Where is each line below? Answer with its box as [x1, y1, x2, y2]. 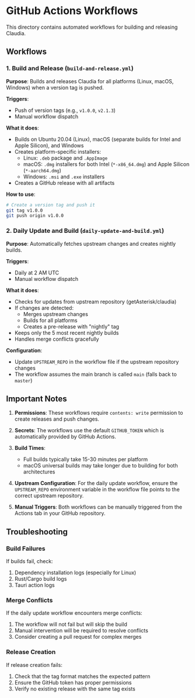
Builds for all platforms [23, 317, 78, 324]
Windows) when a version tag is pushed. [6, 84, 104, 91]
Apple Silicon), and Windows [14, 142, 84, 149]
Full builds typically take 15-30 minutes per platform [23, 456, 148, 463]
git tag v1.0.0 [6, 207, 43, 214]
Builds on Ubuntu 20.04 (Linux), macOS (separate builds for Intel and [14, 135, 181, 143]
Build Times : [14, 445, 46, 452]
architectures [23, 468, 55, 476]
